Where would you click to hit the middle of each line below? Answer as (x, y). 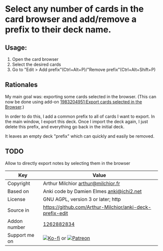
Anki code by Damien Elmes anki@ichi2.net (92, 191)
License (16, 199)
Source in (18, 210)
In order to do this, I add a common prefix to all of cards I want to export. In (80, 116)
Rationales (21, 85)
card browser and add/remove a (71, 19)
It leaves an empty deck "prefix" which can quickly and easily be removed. (80, 136)
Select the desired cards (37, 64)
